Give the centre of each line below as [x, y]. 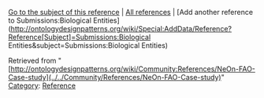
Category [24, 85]
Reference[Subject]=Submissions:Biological [80, 37]
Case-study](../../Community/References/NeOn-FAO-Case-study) [115, 77]
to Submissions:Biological [50, 20]
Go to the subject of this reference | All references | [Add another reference [131, 12]
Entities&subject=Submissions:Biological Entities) [88, 45]
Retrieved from [32, 60]
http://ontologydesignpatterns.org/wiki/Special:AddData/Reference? [121, 29]
